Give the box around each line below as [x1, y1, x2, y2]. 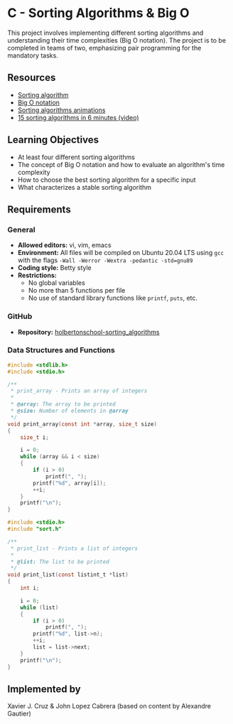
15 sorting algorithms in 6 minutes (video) [17, 113, 140, 121]
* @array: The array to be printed [10, 401, 116, 408]
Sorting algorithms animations [17, 105, 106, 114]
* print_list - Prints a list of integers [10, 545, 139, 552]
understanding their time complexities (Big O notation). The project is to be [7, 36, 226, 44]
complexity [17, 168, 51, 176]
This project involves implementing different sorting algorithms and [7, 28, 204, 37]
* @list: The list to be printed [10, 558, 110, 566]
